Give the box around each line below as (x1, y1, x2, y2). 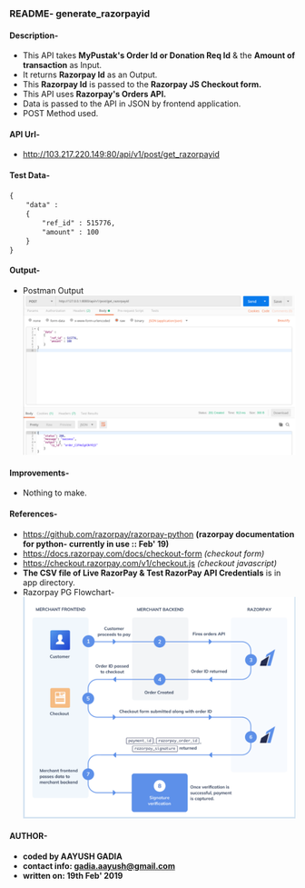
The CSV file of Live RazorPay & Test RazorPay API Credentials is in (22, 567, 281, 578)
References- (9, 508, 58, 519)
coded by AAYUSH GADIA (22, 851, 123, 862)
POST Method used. (22, 108, 99, 119)
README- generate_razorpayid (9, 7, 151, 20)
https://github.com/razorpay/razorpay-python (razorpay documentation (22, 528, 295, 539)
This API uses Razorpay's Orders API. (22, 89, 167, 100)
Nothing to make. (22, 487, 88, 498)
